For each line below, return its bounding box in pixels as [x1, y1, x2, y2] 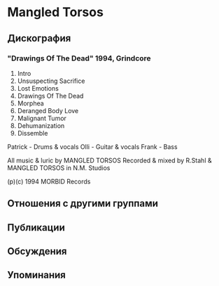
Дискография [7, 32, 71, 44]
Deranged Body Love [17, 106, 79, 115]
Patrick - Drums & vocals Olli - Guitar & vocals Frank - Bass [7, 142, 178, 151]
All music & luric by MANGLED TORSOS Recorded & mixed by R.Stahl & [7, 156, 212, 164]
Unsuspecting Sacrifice [17, 77, 85, 85]
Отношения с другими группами [7, 197, 159, 209]
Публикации [7, 221, 65, 233]
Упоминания [7, 269, 66, 281]
